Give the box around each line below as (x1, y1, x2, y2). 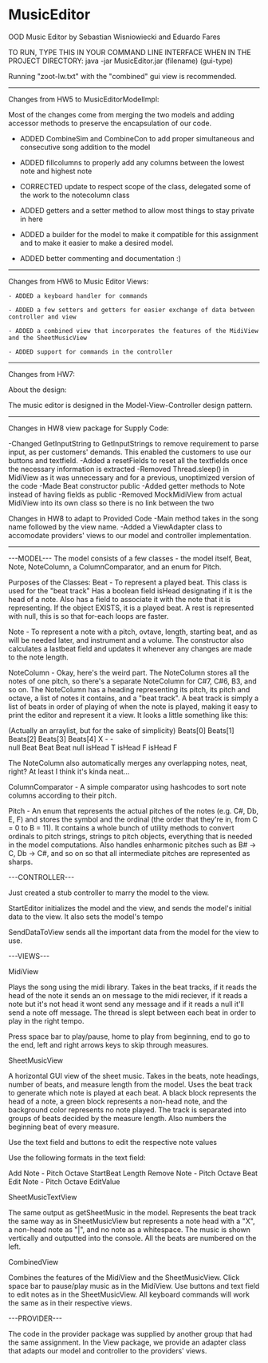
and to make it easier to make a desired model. (19, 238, 174, 248)
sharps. (8, 857, 33, 866)
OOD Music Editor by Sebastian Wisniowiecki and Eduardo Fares (8, 32, 221, 42)
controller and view (8, 313, 77, 321)
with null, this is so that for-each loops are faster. (8, 611, 169, 620)
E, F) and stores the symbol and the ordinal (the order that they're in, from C (8, 814, 258, 824)
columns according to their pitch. (8, 790, 117, 800)
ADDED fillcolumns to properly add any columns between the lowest (19, 157, 245, 167)
